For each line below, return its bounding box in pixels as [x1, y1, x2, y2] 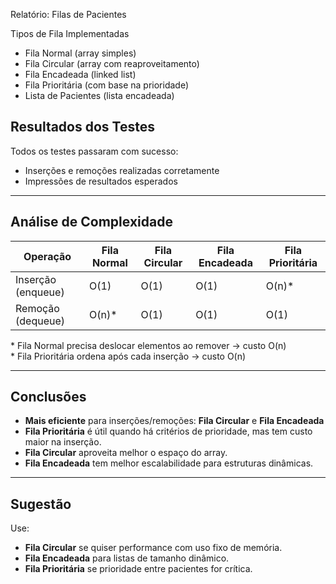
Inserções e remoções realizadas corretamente [24, 164, 220, 176]
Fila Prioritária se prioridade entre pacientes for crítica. [24, 563, 253, 575]
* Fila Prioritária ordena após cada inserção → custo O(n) [10, 350, 247, 362]
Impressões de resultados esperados [24, 175, 178, 187]
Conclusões [10, 389, 87, 406]
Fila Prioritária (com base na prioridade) [24, 79, 190, 91]
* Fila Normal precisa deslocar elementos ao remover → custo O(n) [10, 339, 287, 351]
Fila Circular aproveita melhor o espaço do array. [24, 447, 228, 459]
